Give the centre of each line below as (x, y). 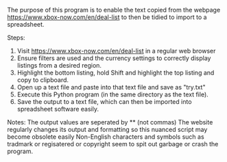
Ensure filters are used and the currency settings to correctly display (114, 58)
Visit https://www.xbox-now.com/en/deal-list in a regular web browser (116, 51)
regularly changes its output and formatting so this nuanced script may (107, 130)
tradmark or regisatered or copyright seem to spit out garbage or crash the (113, 144)
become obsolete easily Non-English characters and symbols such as (106, 137)
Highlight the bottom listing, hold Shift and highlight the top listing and (116, 72)
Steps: (16, 38)
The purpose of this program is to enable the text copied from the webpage (114, 10)
